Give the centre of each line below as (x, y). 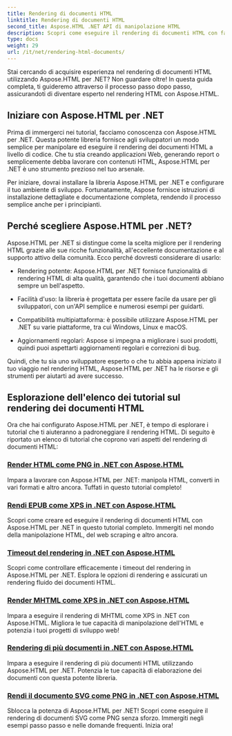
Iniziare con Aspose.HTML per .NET (86, 116)
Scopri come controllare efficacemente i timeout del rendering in (99, 568)
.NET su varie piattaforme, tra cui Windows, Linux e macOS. (102, 327)
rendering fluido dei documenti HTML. (61, 583)
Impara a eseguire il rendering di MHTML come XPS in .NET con (98, 615)
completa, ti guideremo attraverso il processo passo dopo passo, (99, 86)
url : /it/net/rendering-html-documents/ (66, 53)
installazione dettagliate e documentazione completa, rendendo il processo (114, 197)
